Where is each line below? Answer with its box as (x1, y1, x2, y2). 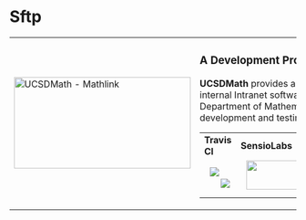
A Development (199, 53, 280, 68)
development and (199, 111, 275, 124)
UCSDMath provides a (199, 77, 296, 89)
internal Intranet (199, 89, 268, 101)
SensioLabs (240, 139, 293, 152)
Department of (199, 100, 262, 112)
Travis (204, 133, 232, 146)
